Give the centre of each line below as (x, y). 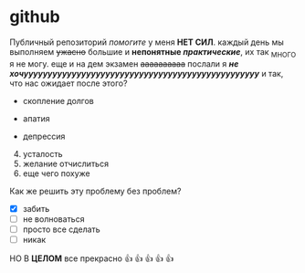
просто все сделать (61, 229)
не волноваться (53, 219)
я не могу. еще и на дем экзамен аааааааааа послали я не (124, 63)
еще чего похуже (57, 173)
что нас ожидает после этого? (68, 83)
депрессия (44, 136)
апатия (36, 118)
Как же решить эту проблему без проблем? (95, 191)
